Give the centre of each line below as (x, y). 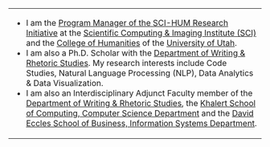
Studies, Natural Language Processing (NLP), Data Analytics (140, 73)
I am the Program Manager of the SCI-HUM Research (127, 23)
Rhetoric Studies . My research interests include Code (127, 63)
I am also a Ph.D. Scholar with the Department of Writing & (136, 53)
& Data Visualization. (65, 83)
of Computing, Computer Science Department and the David (140, 113)
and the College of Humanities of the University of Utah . (131, 43)
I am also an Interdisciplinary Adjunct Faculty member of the (139, 93)
